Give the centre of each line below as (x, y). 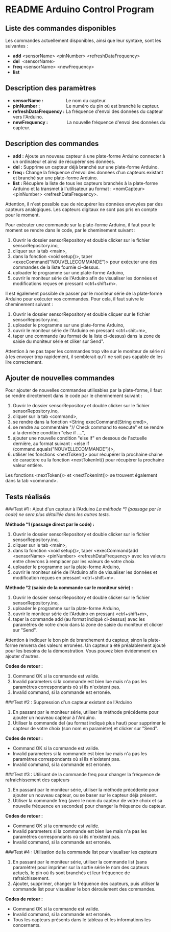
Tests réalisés (28, 497)
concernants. (27, 925)
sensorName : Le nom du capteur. (60, 100)
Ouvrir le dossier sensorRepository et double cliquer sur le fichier (81, 314)
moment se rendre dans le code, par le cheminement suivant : (70, 230)
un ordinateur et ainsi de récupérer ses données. (64, 161)
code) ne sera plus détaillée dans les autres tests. (58, 515)
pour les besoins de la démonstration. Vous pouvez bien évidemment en (81, 651)
